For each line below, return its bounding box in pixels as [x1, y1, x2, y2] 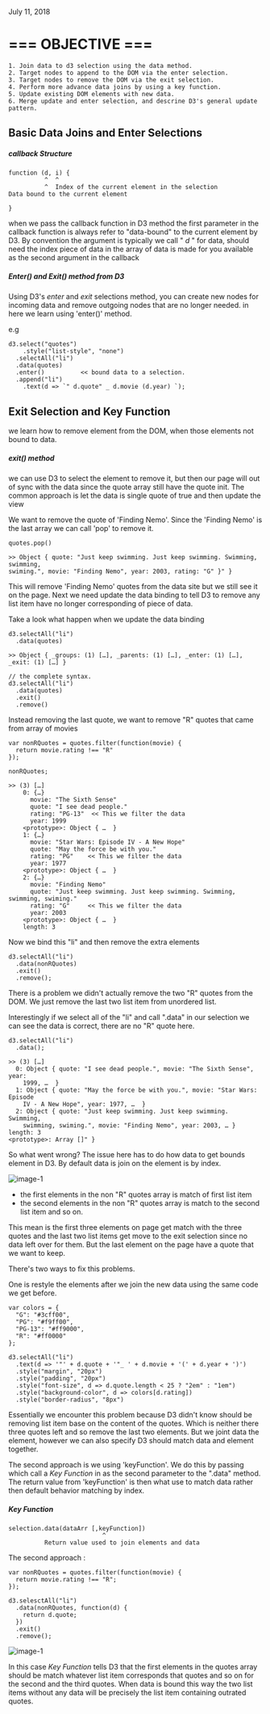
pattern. [8, 104, 38, 112]
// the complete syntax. [8, 672, 92, 681]
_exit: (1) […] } [8, 659, 67, 667]
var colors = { [8, 1304, 60, 1312]
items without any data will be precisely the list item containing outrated [8, 1688, 247, 1698]
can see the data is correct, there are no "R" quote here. [8, 1021, 195, 1031]
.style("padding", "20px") [15, 1375, 106, 1383]
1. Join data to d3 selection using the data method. [8, 61, 193, 69]
